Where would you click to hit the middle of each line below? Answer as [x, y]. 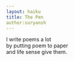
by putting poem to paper [37, 46]
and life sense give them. [37, 52]
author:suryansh [26, 23]
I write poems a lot [29, 40]
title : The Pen [25, 17]
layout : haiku [24, 12]
